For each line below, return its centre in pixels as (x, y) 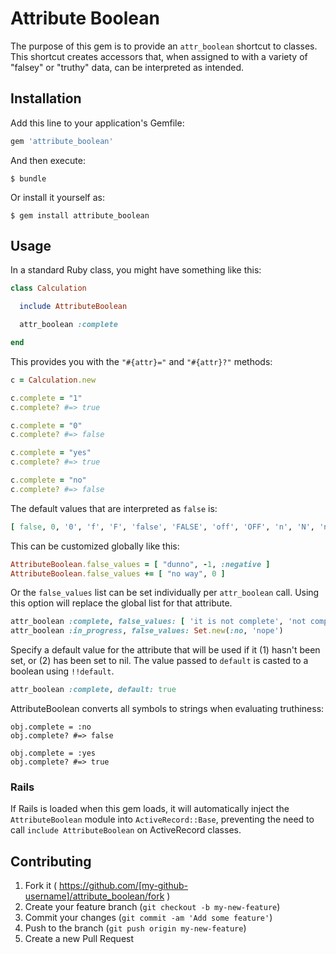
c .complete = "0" (46, 425)
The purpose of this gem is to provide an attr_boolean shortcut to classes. (164, 46)
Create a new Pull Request (79, 939)
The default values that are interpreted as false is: (114, 508)
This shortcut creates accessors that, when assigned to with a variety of (159, 56)
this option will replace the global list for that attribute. (121, 603)
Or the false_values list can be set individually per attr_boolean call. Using (165, 593)
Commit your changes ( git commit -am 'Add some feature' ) (148, 918)
